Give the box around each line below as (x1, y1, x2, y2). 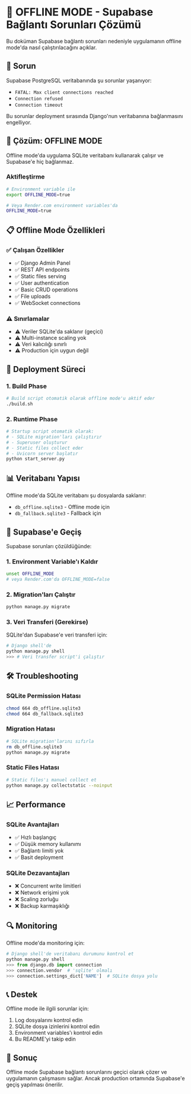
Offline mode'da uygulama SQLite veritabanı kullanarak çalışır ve (6, 151, 164, 159)
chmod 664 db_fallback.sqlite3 (6, 711, 84, 717)
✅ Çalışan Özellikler (6, 246, 64, 254)
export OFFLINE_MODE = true (6, 192, 70, 198)
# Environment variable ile (6, 186, 76, 192)
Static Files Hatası (6, 764, 59, 772)
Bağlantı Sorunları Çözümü (6, 18, 141, 31)
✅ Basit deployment (14, 854, 63, 861)
